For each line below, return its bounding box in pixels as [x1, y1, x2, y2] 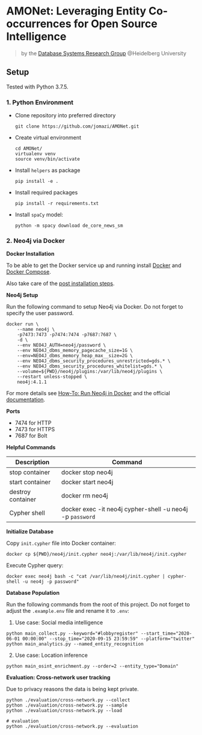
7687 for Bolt [14, 432, 47, 440]
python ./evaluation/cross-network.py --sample [6, 703, 128, 709]
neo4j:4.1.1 [17, 379, 47, 386]
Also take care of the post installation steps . [6, 280, 115, 287]
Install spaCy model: [14, 211, 64, 218]
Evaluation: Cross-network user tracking [6, 674, 111, 681]
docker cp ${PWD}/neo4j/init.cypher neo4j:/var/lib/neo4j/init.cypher [6, 552, 187, 558]
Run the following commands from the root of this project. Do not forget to [6, 601, 191, 608]
